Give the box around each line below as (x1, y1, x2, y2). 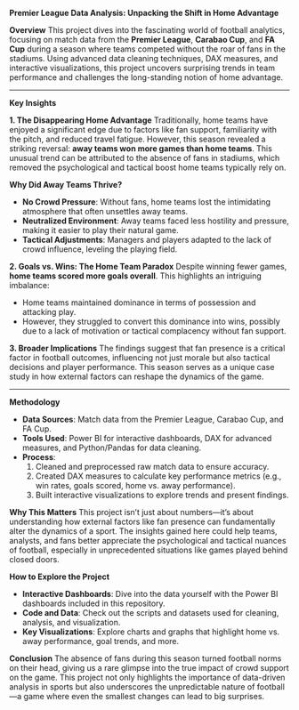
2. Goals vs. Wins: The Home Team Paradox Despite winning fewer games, (9, 262, 287, 271)
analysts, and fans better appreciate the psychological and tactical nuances (9, 536, 287, 545)
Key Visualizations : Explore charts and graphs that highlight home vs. (21, 626, 280, 637)
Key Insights (9, 98, 57, 108)
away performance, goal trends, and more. (21, 636, 180, 646)
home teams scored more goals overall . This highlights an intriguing (9, 270, 263, 281)
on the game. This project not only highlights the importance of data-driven (9, 672, 286, 682)
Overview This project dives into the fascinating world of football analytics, (9, 25, 286, 35)
